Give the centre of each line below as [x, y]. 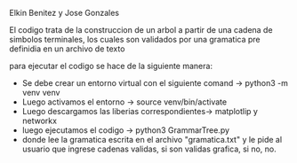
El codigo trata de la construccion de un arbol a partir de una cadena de [141, 30]
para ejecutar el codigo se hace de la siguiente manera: [111, 66]
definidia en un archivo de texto [67, 49]
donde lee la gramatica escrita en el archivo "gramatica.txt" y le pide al [152, 140]
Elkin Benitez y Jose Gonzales [64, 13]
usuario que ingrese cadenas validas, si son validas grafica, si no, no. [149, 149]
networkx [40, 120]
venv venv [41, 93]
